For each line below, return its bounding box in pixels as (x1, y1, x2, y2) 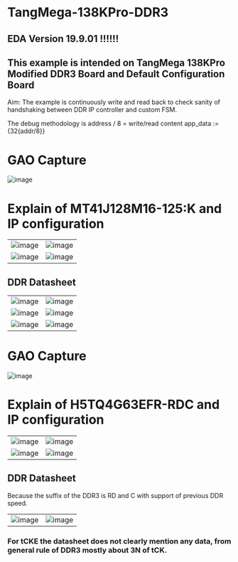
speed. (7, 499, 28, 507)
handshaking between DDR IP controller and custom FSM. (7, 105, 178, 114)
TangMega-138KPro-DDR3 (7, 4, 169, 21)
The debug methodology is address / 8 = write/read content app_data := (7, 119, 220, 128)
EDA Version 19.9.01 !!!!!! (7, 33, 119, 45)
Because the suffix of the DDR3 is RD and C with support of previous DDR (7, 491, 224, 499)
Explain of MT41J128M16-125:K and (7, 200, 222, 217)
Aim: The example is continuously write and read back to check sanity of (7, 98, 221, 107)
